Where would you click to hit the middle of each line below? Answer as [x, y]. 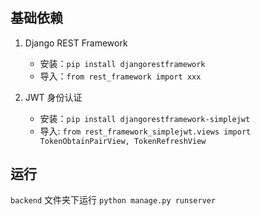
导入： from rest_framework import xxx [120, 76]
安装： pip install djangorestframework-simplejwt [145, 118]
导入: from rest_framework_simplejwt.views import [145, 131]
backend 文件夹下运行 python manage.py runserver [113, 200]
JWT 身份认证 [53, 97]
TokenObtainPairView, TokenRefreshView [123, 141]
